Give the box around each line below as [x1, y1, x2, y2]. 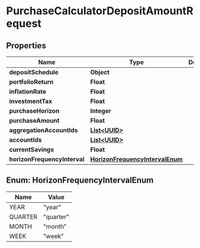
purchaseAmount [9, 117, 60, 124]
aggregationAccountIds [9, 126, 79, 134]
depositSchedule [9, 68, 58, 76]
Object [90, 68, 110, 76]
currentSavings [9, 146, 54, 153]
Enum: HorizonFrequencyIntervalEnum [6, 175, 154, 186]
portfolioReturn [9, 78, 54, 86]
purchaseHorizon [9, 107, 60, 115]
